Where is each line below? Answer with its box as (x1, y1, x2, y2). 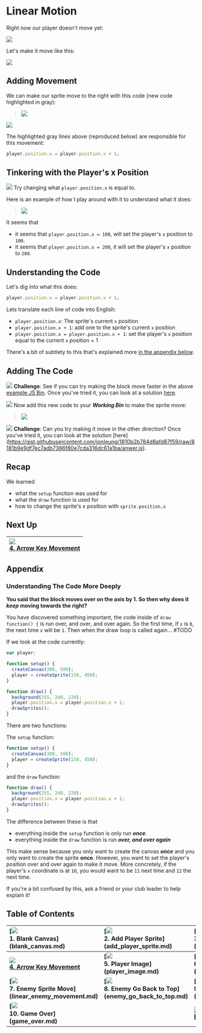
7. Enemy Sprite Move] (9, 984, 76, 993)
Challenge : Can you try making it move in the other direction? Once (13, 425, 182, 432)
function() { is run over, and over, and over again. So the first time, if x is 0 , (6, 620, 194, 628)
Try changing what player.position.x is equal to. (13, 184, 136, 191)
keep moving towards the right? (6, 602, 87, 610)
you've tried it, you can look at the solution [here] (6, 431, 128, 438)
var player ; (6, 650, 36, 656)
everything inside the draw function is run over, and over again (14, 836, 171, 843)
